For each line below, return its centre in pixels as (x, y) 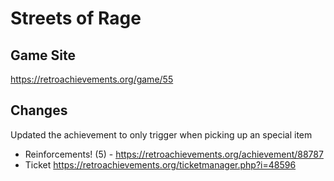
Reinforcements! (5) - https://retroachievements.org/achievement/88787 (174, 154)
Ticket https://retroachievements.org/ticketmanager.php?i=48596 (160, 164)
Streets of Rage (76, 18)
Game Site (43, 55)
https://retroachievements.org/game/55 (92, 79)
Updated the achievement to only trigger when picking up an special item (161, 134)
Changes (39, 110)
